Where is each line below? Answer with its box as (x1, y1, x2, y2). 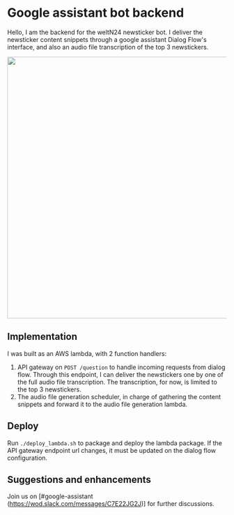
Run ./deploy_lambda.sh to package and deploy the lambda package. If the (7, 438, 223, 447)
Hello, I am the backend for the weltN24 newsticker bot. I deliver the (7, 28, 203, 36)
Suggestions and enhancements (7, 473, 152, 486)
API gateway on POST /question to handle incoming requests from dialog (17, 363, 226, 371)
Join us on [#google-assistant (7, 492, 93, 500)
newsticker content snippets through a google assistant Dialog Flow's (7, 35, 207, 43)
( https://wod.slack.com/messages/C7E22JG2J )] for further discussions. (7, 500, 214, 508)
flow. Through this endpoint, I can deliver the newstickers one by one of (17, 370, 224, 378)
